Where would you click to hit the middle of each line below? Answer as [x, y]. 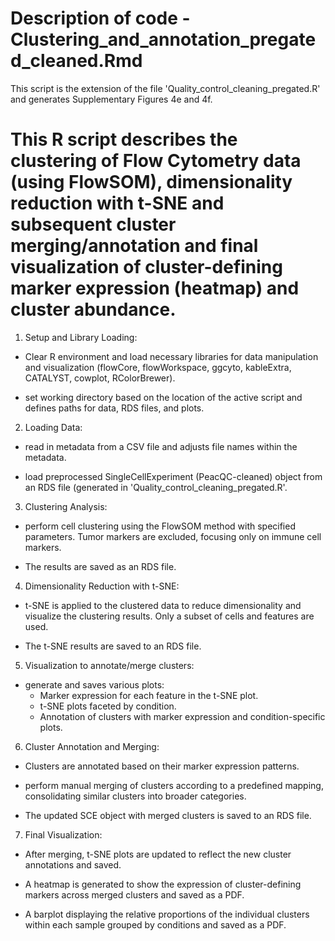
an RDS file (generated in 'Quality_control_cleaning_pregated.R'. [156, 487]
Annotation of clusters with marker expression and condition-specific [182, 716]
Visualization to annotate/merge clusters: [109, 665]
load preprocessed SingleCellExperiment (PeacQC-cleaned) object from [173, 476]
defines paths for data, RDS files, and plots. [114, 408]
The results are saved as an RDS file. [100, 566]
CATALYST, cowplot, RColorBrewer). [100, 378]
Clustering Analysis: [66, 506]
